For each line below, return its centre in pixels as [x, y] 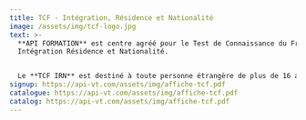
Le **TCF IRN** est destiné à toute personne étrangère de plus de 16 [154, 76]
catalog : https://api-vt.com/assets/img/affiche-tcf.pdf [120, 101]
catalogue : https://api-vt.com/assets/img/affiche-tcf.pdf [124, 93]
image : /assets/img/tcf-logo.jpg [73, 26]
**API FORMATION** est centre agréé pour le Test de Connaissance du [152, 43]
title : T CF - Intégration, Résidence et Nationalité [112, 18]
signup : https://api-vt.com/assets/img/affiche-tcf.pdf [117, 85]
